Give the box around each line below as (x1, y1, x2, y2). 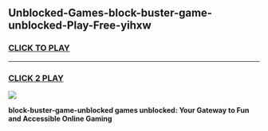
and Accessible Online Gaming (8, 114, 112, 123)
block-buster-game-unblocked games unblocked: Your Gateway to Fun (8, 105, 250, 114)
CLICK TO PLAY (8, 43, 70, 54)
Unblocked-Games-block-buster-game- (8, 6, 213, 20)
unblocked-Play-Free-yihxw (8, 19, 152, 33)
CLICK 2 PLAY (8, 72, 64, 83)
